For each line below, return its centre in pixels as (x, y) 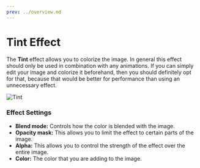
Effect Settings (29, 112)
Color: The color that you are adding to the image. (78, 158)
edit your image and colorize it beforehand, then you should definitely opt (99, 72)
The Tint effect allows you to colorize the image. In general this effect (94, 59)
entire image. (32, 152)
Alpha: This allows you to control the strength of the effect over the (100, 145)
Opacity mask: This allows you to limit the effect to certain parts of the (105, 133)
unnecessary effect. (31, 85)
